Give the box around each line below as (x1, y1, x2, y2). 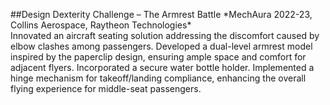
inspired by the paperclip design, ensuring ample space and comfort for (10, 51, 307, 63)
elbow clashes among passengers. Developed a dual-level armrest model (10, 40, 313, 52)
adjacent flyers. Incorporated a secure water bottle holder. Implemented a (10, 62, 315, 73)
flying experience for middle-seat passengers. (10, 83, 202, 94)
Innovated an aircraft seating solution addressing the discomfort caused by (10, 30, 320, 41)
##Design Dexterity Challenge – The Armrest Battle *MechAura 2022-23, (10, 9, 313, 20)
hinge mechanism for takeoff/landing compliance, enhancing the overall (10, 72, 307, 84)
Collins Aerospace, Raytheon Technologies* (10, 19, 192, 31)
